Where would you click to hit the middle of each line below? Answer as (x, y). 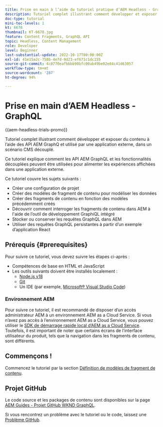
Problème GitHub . (23, 420)
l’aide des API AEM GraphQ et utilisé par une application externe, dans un (78, 144)
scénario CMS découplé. (30, 149)
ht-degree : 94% (20, 77)
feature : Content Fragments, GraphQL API (48, 37)
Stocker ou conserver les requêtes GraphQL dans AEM (67, 219)
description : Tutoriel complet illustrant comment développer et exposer (81, 14)
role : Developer (21, 46)
